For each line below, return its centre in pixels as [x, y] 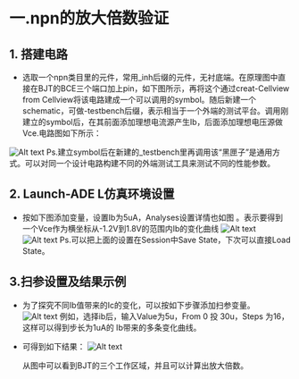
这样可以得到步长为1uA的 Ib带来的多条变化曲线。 [112, 327]
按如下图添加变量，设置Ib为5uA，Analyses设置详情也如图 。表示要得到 [153, 217]
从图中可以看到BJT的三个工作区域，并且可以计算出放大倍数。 [135, 365]
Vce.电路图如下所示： [62, 133]
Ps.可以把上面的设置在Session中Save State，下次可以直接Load [175, 240]
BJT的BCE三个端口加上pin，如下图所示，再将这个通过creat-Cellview [164, 88]
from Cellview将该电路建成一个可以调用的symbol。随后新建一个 [139, 100]
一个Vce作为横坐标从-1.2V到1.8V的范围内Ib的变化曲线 [120, 228]
